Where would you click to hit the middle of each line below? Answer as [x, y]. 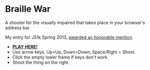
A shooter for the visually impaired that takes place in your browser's [75, 23]
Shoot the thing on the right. [41, 62]
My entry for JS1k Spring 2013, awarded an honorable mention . [69, 37]
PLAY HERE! [25, 47]
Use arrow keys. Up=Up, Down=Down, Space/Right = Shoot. [74, 52]
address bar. [18, 27]
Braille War [28, 9]
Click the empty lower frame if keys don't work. [60, 57]
